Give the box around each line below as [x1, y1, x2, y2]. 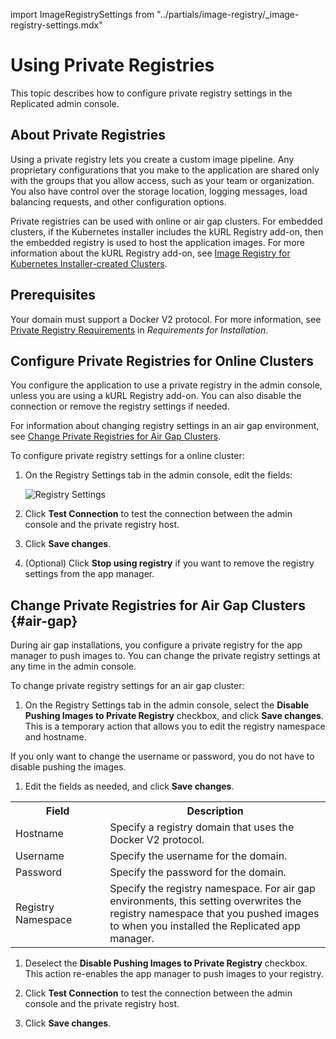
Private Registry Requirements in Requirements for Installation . [10, 324, 269, 336]
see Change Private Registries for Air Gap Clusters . [10, 430, 222, 443]
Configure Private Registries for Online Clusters [10, 352, 314, 369]
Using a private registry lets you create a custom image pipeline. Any [10, 153, 295, 165]
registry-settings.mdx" [10, 19, 103, 31]
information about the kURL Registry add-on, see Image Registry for [10, 247, 291, 259]
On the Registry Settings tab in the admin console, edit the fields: [24, 469, 293, 481]
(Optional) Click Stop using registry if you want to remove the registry [24, 557, 315, 569]
